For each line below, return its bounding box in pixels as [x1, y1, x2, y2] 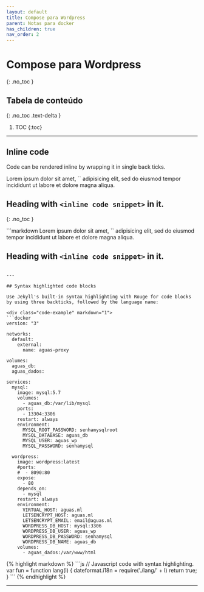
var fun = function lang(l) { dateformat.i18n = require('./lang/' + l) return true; [6, 567, 197, 574]
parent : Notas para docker [6, 20, 75, 26]
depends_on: [17, 485, 47, 492]
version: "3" [6, 320, 39, 326]
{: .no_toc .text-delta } [6, 111, 61, 119]
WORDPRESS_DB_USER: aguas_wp [22, 528, 97, 535]
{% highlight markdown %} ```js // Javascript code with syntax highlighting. [6, 560, 194, 568]
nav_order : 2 [6, 32, 39, 38]
